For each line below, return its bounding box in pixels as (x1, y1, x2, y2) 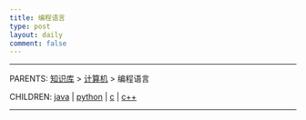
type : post (9, 22, 51, 31)
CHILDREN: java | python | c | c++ (9, 92, 138, 103)
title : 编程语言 (9, 13, 66, 23)
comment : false (9, 38, 67, 48)
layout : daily (9, 30, 64, 39)
